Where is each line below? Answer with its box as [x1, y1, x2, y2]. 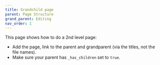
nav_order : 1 [5, 21, 32, 26]
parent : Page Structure [5, 12, 54, 17]
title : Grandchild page [5, 7, 54, 12]
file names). [12, 49, 36, 55]
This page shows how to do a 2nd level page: [5, 34, 97, 40]
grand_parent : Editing [5, 16, 52, 21]
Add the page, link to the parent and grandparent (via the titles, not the [12, 44, 156, 50]
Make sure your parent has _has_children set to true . [12, 55, 120, 61]
